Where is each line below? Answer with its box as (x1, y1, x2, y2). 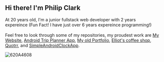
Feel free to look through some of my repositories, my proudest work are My (5, 32, 159, 38)
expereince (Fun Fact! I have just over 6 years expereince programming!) (5, 22, 152, 28)
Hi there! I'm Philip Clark (5, 4, 81, 12)
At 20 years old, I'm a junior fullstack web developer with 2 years (5, 16, 136, 22)
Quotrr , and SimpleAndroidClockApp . (5, 42, 80, 48)
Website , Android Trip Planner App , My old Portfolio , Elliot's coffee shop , (5, 37, 152, 43)
